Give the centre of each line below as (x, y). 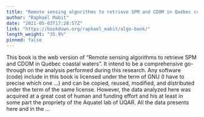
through (16, 70)
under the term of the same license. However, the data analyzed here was (99, 89)
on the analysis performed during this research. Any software (104, 70)
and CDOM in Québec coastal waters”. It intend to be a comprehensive (95, 64)
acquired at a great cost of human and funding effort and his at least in (95, 96)
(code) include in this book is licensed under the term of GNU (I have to (95, 77)
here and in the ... (28, 109)
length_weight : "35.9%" (36, 35)
